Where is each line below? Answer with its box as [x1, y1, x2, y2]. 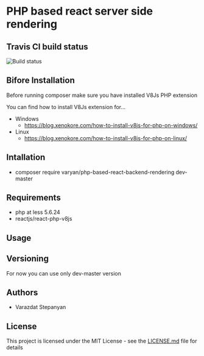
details [6, 344, 23, 351]
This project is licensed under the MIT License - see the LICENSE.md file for [6, 337, 197, 345]
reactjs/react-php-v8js [15, 215, 72, 222]
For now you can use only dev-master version [6, 269, 122, 277]
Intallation [6, 152, 46, 163]
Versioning [6, 254, 49, 264]
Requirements [6, 193, 61, 203]
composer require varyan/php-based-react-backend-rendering [15, 168, 175, 176]
